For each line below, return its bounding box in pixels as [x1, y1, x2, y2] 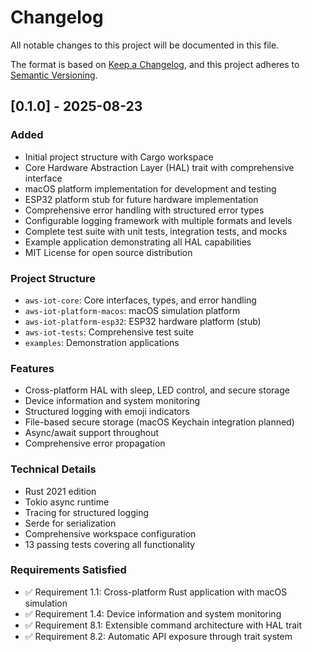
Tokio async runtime [24, 496, 110, 508]
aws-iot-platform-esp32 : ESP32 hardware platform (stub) [24, 315, 262, 327]
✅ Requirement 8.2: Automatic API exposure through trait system [24, 630, 293, 642]
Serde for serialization [24, 517, 117, 529]
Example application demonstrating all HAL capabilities [24, 236, 252, 248]
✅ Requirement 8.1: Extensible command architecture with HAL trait [24, 619, 303, 631]
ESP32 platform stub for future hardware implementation [24, 193, 259, 205]
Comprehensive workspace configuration [24, 527, 197, 540]
